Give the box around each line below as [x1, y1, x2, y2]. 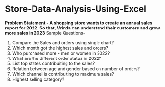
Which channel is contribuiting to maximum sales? [12, 71, 114, 77]
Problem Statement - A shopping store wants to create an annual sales [5, 20, 153, 26]
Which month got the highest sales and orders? [12, 45, 109, 51]
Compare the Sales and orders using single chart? [12, 39, 114, 45]
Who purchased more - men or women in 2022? [12, 50, 110, 56]
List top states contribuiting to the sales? [12, 60, 95, 66]
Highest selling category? [12, 76, 65, 82]
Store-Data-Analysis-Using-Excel [5, 3, 147, 15]
